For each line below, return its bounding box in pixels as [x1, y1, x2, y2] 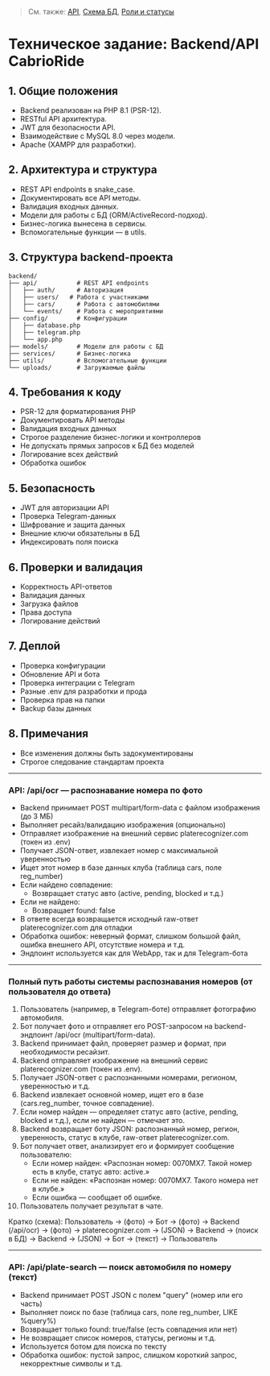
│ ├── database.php [8, 321, 81, 329]
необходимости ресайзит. [19, 1047, 110, 1057]
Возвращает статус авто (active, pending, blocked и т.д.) [31, 888, 224, 897]
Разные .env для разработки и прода [19, 686, 147, 696]
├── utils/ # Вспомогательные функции [8, 356, 167, 365]
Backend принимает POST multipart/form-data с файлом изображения [19, 802, 260, 812]
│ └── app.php [8, 335, 63, 343]
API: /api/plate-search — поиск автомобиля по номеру [8, 1262, 231, 1273]
